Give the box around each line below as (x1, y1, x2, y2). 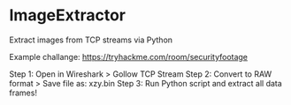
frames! (9, 87, 38, 98)
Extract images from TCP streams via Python (9, 34, 173, 45)
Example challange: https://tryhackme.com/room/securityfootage (9, 51, 249, 62)
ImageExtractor (9, 5, 126, 26)
